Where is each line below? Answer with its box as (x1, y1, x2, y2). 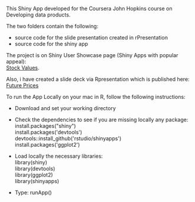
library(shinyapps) (14, 178, 60, 184)
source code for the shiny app (14, 41, 89, 47)
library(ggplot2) (14, 171, 53, 178)
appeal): (6, 58, 27, 65)
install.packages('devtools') (14, 129, 83, 135)
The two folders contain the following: (6, 23, 99, 29)
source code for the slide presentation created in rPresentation (14, 34, 168, 41)
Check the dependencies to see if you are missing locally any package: (14, 116, 188, 123)
